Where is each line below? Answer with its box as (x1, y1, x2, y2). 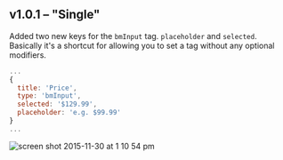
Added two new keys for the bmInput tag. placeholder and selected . (9, 30, 257, 41)
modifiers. (9, 49, 47, 60)
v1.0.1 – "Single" (9, 7, 101, 22)
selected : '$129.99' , (17, 100, 98, 109)
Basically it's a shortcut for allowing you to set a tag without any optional (9, 40, 275, 51)
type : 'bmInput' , (17, 92, 82, 100)
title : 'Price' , (17, 84, 77, 92)
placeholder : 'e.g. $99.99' (17, 108, 122, 117)
